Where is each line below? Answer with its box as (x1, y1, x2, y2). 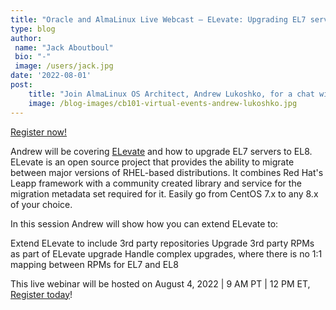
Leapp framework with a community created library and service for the (10, 177, 302, 189)
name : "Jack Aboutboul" (14, 42, 114, 53)
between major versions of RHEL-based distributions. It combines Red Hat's (10, 166, 324, 178)
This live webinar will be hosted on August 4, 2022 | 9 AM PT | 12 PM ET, (10, 277, 311, 290)
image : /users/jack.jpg (14, 61, 114, 71)
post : (10, 80, 33, 90)
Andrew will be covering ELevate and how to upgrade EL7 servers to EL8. (10, 145, 313, 157)
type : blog (10, 24, 56, 34)
